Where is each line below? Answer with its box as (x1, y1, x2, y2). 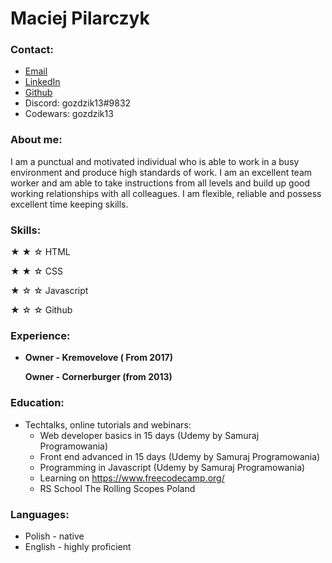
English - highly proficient (24, 540, 132, 552)
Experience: (10, 329, 71, 342)
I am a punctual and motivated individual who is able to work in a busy (10, 155, 300, 167)
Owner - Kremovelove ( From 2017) (24, 352, 173, 364)
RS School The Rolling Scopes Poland (39, 482, 196, 494)
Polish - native (24, 530, 85, 542)
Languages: (10, 507, 70, 521)
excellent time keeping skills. (10, 198, 129, 210)
